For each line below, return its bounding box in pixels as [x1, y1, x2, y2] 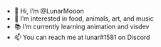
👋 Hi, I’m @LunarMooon [14, 7, 84, 15]
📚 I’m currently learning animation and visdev [14, 22, 150, 31]
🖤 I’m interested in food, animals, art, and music [14, 14, 155, 23]
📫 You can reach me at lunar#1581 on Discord [14, 33, 150, 41]
